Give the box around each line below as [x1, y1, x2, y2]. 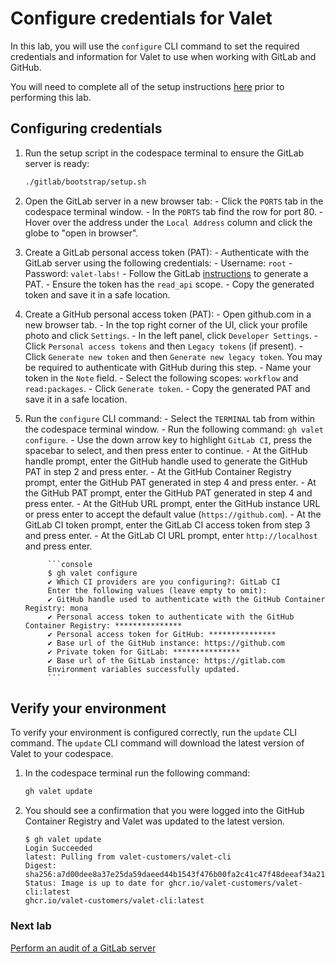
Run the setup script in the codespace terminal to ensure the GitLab [24, 147, 305, 159]
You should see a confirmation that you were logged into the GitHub [24, 805, 305, 817]
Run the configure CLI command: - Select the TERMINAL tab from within [24, 412, 316, 424]
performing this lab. [10, 91, 92, 103]
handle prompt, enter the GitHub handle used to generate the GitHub [24, 455, 308, 467]
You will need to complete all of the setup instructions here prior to [10, 80, 285, 92]
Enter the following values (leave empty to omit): [47, 585, 268, 596]
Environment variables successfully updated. [47, 664, 241, 674]
